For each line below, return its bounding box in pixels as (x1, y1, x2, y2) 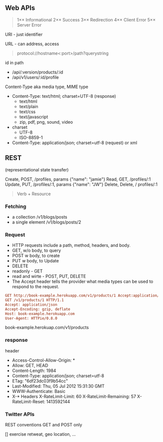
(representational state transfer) (5, 166, 69, 172)
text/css (19, 109, 36, 114)
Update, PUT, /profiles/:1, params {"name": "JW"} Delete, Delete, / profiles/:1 (5, 181, 158, 187)
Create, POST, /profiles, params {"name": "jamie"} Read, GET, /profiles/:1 (5, 176, 151, 182)
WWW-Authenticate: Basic (12, 388, 65, 394)
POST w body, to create (12, 253, 60, 258)
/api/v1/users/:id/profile (12, 74, 59, 80)
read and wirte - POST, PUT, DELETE (12, 274, 86, 279)
